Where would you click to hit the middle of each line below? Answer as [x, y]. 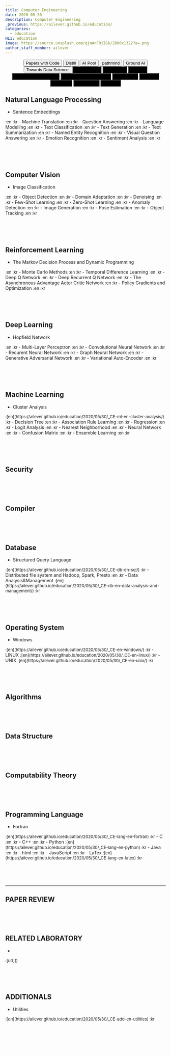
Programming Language [45, 814]
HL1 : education [21, 39]
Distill [71, 63]
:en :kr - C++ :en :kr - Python [35, 842]
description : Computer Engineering [43, 19]
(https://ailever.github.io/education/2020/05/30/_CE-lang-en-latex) [71, 858]
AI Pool [89, 63]
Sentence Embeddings [36, 112]
